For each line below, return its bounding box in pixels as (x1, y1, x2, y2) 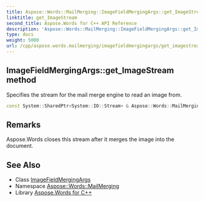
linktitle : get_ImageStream (6, 15, 78, 21)
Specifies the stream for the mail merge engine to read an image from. (6, 91, 182, 98)
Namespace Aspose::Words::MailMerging (15, 183, 120, 190)
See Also (6, 159, 41, 170)
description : (6, 26, 39, 32)
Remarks (6, 119, 41, 130)
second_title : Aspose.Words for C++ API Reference (6, 20, 137, 26)
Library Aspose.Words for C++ (15, 189, 92, 197)
